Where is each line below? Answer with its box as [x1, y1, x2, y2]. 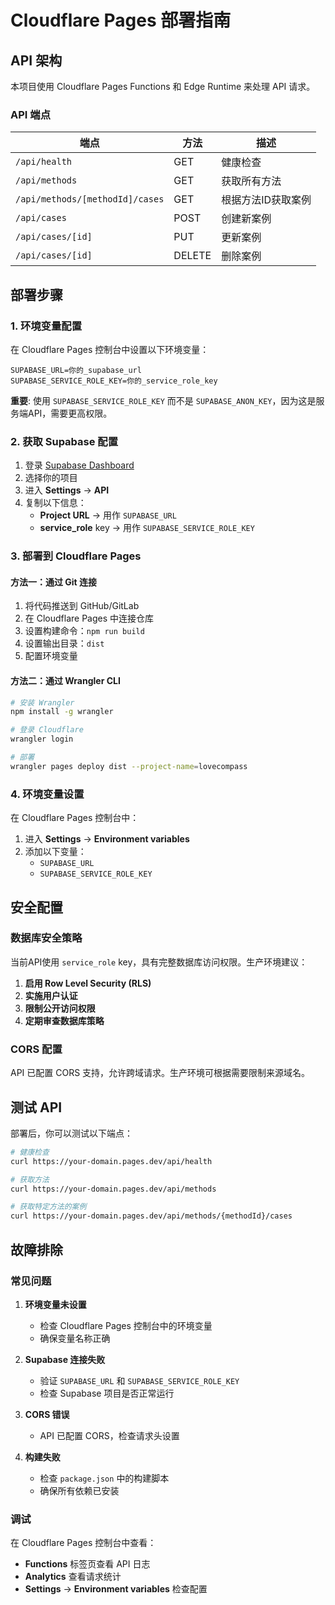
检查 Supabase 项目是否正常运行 [39, 1387, 175, 1399]
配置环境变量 [24, 650, 78, 662]
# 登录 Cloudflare [10, 725, 84, 735]
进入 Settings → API [24, 484, 110, 496]
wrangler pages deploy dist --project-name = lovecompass [10, 761, 248, 771]
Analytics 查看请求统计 [24, 1571, 122, 1583]
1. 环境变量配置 [10, 319, 83, 333]
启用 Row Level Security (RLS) [24, 977, 152, 989]
